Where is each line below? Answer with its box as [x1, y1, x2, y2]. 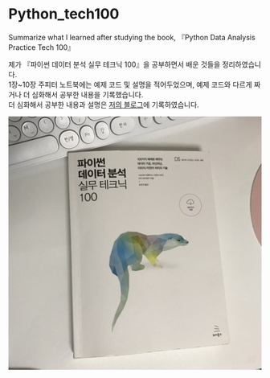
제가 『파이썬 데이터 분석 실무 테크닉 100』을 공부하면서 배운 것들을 [8, 60, 221, 69]
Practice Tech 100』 [8, 42, 75, 52]
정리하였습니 [222, 60, 261, 69]
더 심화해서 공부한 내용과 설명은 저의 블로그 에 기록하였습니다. [8, 100, 199, 109]
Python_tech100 [8, 5, 120, 23]
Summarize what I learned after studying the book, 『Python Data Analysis [8, 32, 256, 42]
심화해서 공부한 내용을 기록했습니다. [31, 89, 144, 99]
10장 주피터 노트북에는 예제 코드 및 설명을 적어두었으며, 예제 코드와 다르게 [22, 80, 253, 89]
